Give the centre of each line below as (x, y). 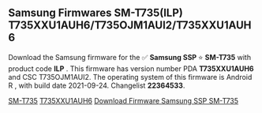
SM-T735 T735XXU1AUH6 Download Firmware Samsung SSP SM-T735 (124, 100)
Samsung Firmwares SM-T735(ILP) (95, 13)
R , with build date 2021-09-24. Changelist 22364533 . (97, 85)
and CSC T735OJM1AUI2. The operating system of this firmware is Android (130, 77)
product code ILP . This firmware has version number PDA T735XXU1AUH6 (131, 68)
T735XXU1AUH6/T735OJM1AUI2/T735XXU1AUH (130, 26)
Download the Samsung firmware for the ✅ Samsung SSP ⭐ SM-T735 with (129, 57)
